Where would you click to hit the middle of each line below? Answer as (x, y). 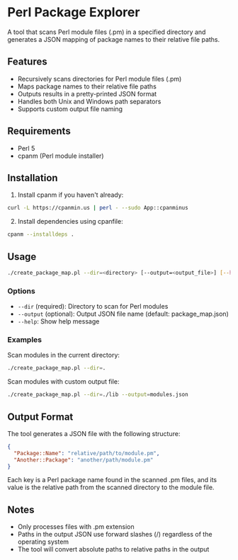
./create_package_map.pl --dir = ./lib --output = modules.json (98, 395)
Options (21, 291)
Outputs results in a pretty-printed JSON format (87, 93)
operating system (43, 542)
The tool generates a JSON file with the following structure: (94, 433)
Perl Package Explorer (74, 12)
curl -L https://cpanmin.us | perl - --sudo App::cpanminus (98, 208)
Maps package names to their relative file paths (87, 86)
